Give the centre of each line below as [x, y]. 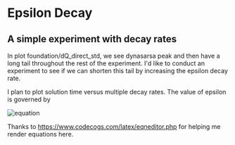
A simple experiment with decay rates [92, 39]
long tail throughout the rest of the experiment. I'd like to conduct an [106, 63]
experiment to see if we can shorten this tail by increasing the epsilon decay [118, 71]
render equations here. [40, 134]
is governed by [29, 99]
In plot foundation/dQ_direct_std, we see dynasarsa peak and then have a [114, 56]
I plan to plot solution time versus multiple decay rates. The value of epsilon [117, 92]
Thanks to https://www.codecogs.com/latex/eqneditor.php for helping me [114, 127]
